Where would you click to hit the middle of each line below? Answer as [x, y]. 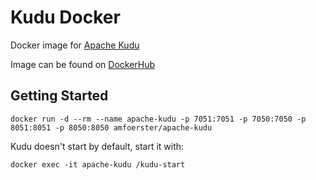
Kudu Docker [65, 17]
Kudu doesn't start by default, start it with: [97, 146]
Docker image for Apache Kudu [75, 45]
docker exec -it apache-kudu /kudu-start [98, 164]
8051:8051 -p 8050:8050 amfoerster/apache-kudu [111, 127]
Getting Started [59, 96]
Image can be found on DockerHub [83, 64]
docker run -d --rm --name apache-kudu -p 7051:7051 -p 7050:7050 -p [158, 119]
